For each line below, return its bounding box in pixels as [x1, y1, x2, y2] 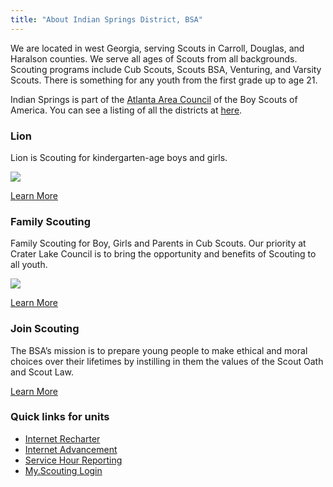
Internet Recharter [24, 432, 101, 445]
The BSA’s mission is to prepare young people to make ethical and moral [10, 344, 308, 356]
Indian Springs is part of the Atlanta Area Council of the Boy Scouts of [10, 93, 298, 105]
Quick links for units [10, 410, 110, 424]
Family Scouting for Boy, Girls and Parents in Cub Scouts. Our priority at [10, 237, 307, 250]
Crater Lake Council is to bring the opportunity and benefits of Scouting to [10, 248, 317, 260]
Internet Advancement [24, 443, 118, 455]
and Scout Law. [10, 366, 75, 378]
